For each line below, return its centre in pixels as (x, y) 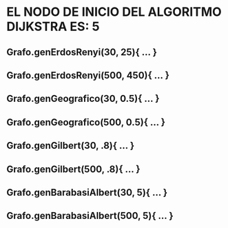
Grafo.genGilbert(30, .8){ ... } (71, 146)
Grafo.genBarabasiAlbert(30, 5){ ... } (87, 193)
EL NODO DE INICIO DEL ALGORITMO (114, 12)
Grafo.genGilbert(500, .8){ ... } (73, 169)
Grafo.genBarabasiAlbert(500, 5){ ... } (90, 216)
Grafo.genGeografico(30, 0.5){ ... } (83, 99)
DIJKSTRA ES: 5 (53, 27)
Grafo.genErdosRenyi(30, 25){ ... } (82, 52)
